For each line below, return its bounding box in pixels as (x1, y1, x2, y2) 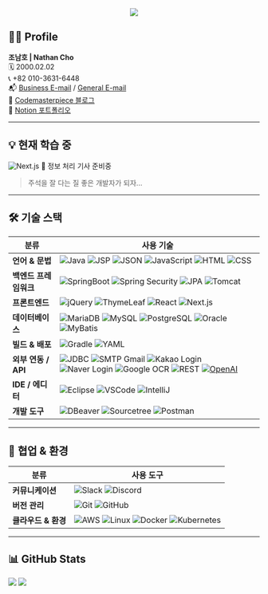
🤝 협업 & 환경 (8, 444, 69, 458)
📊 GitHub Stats (8, 552, 86, 565)
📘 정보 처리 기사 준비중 (41, 161, 112, 171)
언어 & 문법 (12, 255, 52, 266)
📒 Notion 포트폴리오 (8, 105, 72, 115)
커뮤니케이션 (12, 486, 57, 497)
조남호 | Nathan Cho (8, 52, 74, 62)
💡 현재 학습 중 (8, 139, 72, 152)
